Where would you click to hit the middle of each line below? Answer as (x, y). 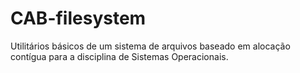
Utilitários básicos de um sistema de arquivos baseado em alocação (150, 46)
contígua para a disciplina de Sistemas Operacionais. (119, 56)
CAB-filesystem (78, 18)
